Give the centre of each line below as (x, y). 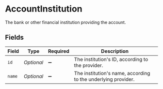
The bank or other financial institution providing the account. (65, 22)
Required (58, 51)
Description (115, 51)
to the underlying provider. (104, 79)
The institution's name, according (112, 73)
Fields (15, 37)
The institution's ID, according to (111, 59)
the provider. (89, 65)
